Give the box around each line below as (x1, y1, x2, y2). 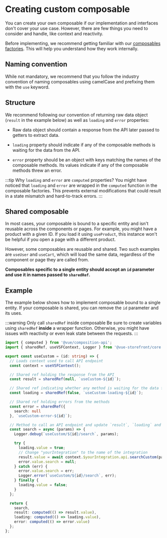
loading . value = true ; (18, 446, 66, 451)
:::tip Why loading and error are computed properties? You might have (5, 177, 147, 183)
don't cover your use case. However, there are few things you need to (5, 25, 148, 31)
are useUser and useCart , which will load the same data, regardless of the (5, 251, 155, 258)
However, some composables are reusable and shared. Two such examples (5, 246, 160, 252)
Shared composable (5, 207, 69, 216)
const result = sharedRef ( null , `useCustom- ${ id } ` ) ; (9, 377, 121, 382)
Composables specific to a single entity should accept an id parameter (5, 266, 155, 273)
